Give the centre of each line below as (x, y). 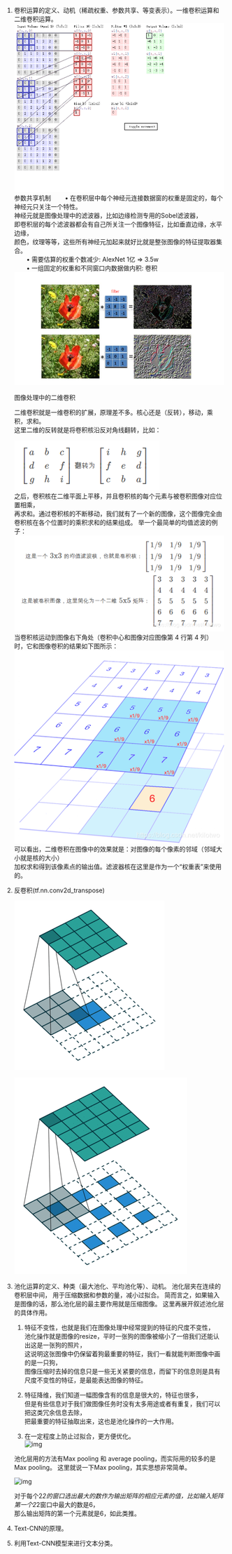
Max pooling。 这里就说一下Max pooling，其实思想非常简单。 (102, 1467)
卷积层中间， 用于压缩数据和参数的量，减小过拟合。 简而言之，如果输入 (117, 1295)
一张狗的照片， (64, 1345)
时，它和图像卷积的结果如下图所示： (66, 646)
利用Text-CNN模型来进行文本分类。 (65, 1543)
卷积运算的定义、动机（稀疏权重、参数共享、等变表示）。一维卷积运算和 (116, 10)
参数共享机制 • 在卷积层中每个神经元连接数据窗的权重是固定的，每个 (118, 198)
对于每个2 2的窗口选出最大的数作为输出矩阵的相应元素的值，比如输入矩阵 (118, 1496)
